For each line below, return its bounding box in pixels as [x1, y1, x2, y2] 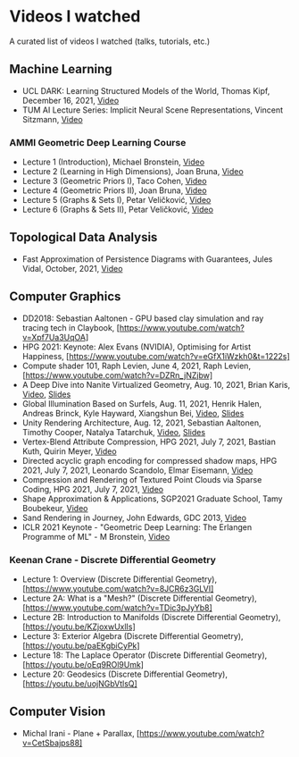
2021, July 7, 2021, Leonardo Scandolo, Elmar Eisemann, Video [21, 465, 253, 475]
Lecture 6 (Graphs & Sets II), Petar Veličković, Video [21, 204, 214, 215]
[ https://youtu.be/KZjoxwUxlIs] [21, 621, 136, 632]
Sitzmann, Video [21, 114, 83, 124]
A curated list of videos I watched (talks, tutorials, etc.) [9, 36, 211, 46]
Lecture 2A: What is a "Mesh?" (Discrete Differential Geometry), [21, 593, 257, 603]
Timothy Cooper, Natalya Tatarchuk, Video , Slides [21, 426, 206, 437]
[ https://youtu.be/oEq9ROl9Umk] [21, 659, 145, 669]
